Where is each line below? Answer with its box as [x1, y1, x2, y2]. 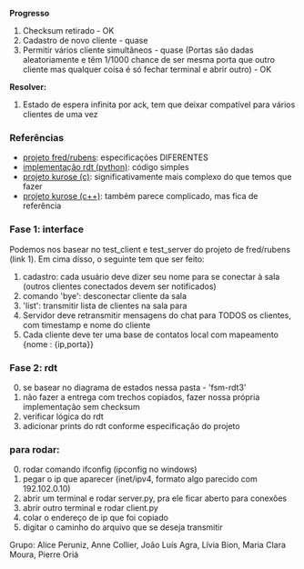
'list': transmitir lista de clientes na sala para [22, 300, 187, 311]
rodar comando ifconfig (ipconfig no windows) [22, 464, 198, 475]
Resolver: [9, 82, 47, 92]
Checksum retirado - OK [22, 25, 115, 35]
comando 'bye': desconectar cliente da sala [22, 290, 187, 301]
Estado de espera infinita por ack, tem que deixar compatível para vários [22, 99, 296, 110]
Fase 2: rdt [9, 361, 58, 374]
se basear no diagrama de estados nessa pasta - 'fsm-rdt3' [22, 382, 248, 393]
